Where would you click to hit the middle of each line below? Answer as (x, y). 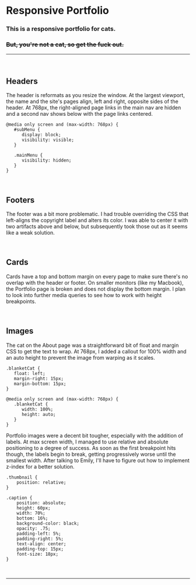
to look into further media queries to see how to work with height (84, 295)
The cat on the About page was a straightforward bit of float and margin (92, 345)
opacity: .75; (34, 528)
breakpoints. (21, 301)
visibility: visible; (48, 140)
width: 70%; (31, 513)
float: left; (29, 373)
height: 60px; (34, 508)
